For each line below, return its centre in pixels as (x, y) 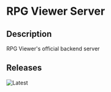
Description (29, 34)
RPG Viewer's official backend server (53, 48)
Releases (24, 68)
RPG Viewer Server (56, 11)
